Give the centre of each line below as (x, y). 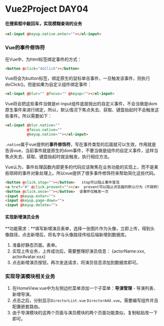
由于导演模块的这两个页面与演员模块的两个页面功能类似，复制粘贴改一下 (85, 312)
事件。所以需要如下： (31, 116)
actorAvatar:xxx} (29, 257)
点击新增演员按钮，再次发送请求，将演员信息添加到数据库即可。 (76, 262)
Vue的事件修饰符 (25, 47)
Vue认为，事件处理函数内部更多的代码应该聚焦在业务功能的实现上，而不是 (80, 167)
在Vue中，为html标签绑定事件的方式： (43, 59)
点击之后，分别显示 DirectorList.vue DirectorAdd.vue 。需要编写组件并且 (85, 300)
